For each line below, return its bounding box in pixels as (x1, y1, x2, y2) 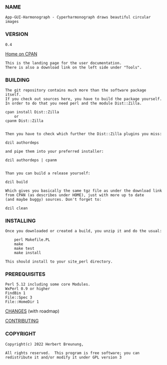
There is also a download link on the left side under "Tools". (5, 65, 142, 70)
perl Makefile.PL (14, 237, 50, 243)
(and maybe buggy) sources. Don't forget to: (5, 197, 101, 202)
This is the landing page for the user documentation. (5, 60, 122, 65)
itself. (5, 92, 21, 97)
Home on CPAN (5, 51, 37, 57)
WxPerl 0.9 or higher (5, 286, 50, 292)
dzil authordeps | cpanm (5, 157, 57, 163)
